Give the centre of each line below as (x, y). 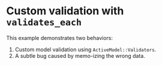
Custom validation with (65, 11)
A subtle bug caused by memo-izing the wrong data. (80, 55)
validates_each (44, 22)
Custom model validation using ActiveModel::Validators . (85, 49)
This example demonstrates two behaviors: (59, 38)
